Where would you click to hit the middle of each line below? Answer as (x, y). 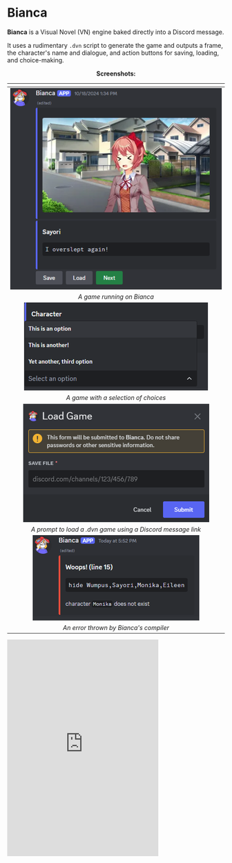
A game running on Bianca (116, 297)
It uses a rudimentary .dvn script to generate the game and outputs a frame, (115, 45)
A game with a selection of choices (116, 398)
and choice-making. (36, 60)
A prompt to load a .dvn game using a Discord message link (116, 529)
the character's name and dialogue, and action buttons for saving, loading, (113, 53)
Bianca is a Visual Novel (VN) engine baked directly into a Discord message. (116, 32)
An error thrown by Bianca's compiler (116, 628)
